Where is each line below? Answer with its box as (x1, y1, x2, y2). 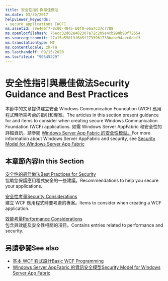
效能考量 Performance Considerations (5, 216, 83, 222)
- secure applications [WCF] (5, 21, 66, 27)
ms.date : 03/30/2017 (5, 12, 49, 17)
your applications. (5, 183, 43, 189)
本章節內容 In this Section (5, 157, 85, 165)
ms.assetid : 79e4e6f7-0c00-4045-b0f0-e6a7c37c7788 (5, 26, 114, 31)
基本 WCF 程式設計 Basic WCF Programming (12, 258, 104, 264)
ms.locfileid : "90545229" (5, 54, 59, 59)
